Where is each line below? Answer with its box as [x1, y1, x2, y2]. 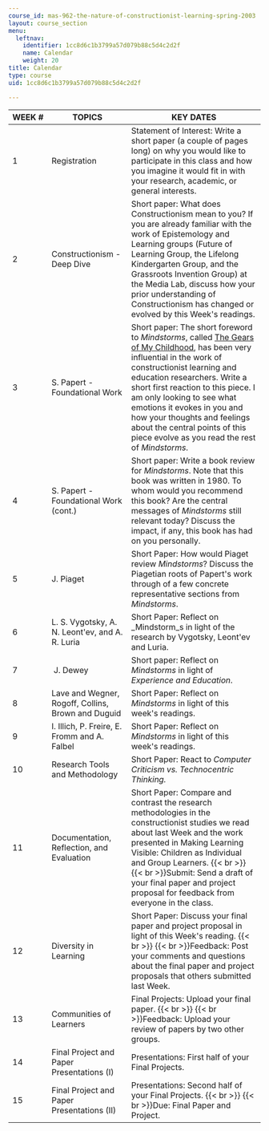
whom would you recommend [130, 484, 243, 496]
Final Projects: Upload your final [130, 993, 251, 1004]
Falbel [51, 740, 74, 752]
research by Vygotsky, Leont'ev [130, 631, 251, 643]
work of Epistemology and [130, 228, 230, 239]
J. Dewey [53, 664, 89, 675]
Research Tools [51, 759, 110, 770]
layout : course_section [8, 19, 88, 27]
